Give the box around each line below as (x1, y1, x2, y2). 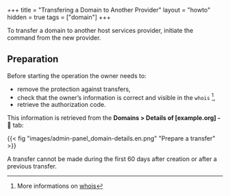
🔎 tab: (7, 121, 24, 130)
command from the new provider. (7, 34, 101, 42)
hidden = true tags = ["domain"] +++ (7, 13, 111, 21)
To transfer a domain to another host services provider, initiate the (7, 27, 194, 34)
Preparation (7, 53, 59, 65)
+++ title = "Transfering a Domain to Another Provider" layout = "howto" (7, 6, 211, 14)
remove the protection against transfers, (16, 85, 131, 93)
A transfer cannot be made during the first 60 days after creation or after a (7, 155, 218, 163)
